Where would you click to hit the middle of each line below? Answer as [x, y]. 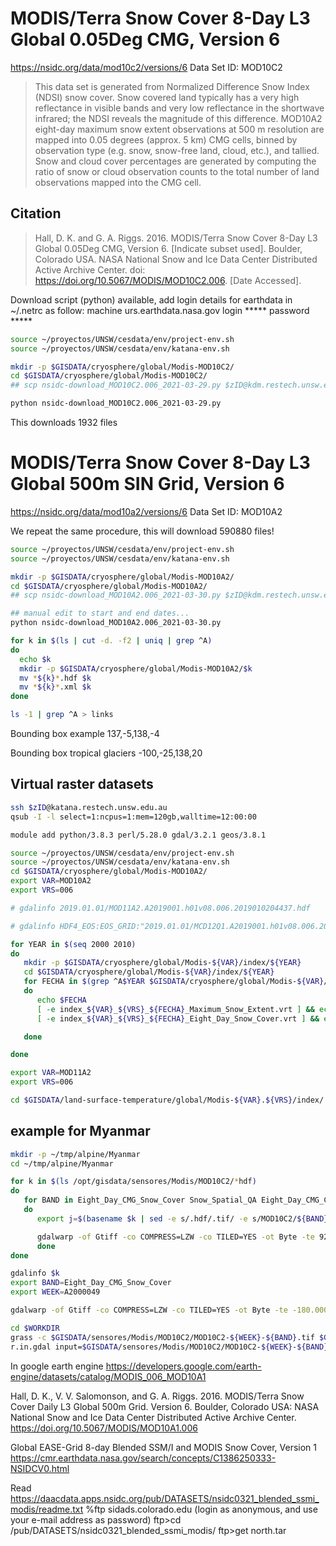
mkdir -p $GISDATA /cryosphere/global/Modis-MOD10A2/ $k [136, 668]
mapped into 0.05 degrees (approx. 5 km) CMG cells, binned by [166, 139]
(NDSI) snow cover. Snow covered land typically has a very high [167, 97]
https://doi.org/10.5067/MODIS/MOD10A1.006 [104, 1428]
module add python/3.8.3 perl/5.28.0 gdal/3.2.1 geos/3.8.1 [138, 835]
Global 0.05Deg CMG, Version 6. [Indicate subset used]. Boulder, [168, 248]
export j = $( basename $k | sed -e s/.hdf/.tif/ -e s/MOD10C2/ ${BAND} [182, 1218]
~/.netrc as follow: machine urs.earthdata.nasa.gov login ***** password [160, 310]
